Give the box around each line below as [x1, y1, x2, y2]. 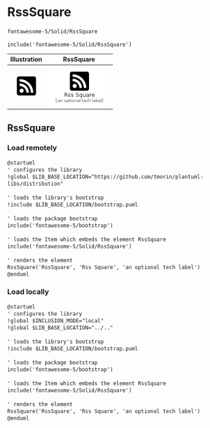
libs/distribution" [7, 180, 64, 187]
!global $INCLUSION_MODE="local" [7, 317, 104, 324]
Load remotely [7, 143, 58, 152]
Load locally [7, 287, 49, 296]
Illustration [10, 55, 43, 63]
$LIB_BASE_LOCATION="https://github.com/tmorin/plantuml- [32, 173, 204, 180]
